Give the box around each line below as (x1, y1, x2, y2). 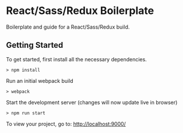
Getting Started (6, 40, 64, 50)
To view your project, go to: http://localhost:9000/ (6, 120, 126, 127)
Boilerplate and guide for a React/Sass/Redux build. (6, 23, 130, 30)
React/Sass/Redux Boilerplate (6, 4, 154, 17)
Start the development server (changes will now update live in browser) (6, 99, 178, 106)
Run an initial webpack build (6, 77, 74, 84)
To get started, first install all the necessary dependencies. (6, 55, 147, 62)
